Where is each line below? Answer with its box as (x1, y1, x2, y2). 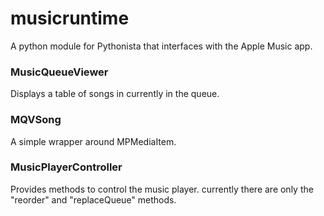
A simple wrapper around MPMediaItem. (10, 135, 177, 147)
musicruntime (10, 7, 130, 30)
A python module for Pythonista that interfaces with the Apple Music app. (10, 40, 313, 52)
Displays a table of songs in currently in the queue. (10, 88, 220, 100)
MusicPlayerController (10, 160, 123, 174)
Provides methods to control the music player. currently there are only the (10, 183, 314, 195)
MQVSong (10, 113, 62, 127)
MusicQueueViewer (10, 65, 109, 79)
